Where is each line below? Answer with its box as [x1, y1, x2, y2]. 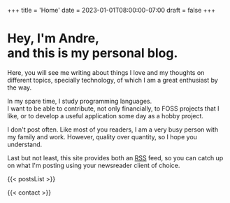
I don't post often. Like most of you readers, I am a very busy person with [7, 125, 219, 134]
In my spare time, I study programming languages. [7, 97, 152, 105]
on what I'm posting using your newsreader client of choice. [7, 161, 180, 169]
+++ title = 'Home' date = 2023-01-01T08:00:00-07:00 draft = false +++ [7, 6, 216, 14]
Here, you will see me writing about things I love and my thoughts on [7, 68, 205, 76]
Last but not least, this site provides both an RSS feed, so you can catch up [7, 153, 224, 162]
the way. [7, 83, 32, 92]
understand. [7, 140, 43, 148]
